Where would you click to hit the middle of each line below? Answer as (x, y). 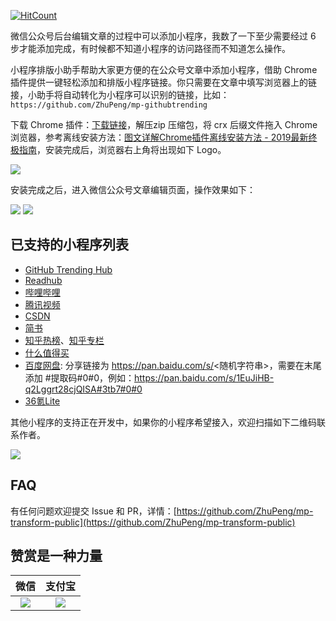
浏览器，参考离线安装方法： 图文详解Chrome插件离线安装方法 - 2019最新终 (164, 137)
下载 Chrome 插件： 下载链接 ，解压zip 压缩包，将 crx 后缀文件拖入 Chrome (164, 124)
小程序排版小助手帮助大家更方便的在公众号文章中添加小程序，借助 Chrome (164, 69)
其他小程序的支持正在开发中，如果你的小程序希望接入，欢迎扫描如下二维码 (163, 422)
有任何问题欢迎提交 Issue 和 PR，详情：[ (93, 511)
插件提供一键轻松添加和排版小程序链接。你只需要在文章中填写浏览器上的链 (163, 82)
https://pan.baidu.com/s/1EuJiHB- (204, 377)
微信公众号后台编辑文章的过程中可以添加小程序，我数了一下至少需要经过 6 (163, 36)
